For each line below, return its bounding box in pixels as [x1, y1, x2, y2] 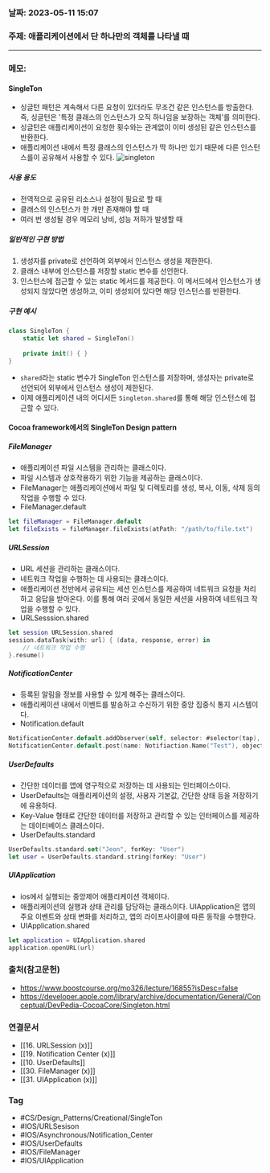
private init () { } [22, 349, 88, 357]
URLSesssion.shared [19, 613, 89, 623]
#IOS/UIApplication [19, 1156, 84, 1166]
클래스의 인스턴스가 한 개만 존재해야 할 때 [19, 204, 149, 214]
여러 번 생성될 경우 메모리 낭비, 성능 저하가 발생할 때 [19, 215, 183, 224]
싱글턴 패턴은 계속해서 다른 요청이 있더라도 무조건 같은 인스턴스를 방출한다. [19, 102, 255, 112]
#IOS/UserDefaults [19, 1138, 83, 1148]
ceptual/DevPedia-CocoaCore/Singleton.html [19, 1000, 170, 1010]
